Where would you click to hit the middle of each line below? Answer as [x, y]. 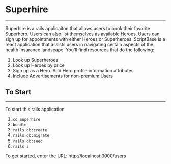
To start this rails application [35, 109]
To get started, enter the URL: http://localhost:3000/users [66, 156]
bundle [20, 125]
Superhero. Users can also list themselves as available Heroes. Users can [82, 34]
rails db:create [30, 130]
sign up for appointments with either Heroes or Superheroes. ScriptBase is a [85, 39]
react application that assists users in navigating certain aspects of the [79, 44]
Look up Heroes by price [39, 65]
